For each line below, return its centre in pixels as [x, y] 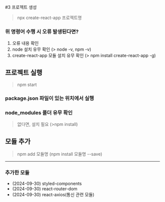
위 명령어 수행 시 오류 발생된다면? [42, 31]
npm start [27, 85]
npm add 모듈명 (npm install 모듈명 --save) [60, 154]
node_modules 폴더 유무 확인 [39, 113]
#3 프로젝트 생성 [21, 7]
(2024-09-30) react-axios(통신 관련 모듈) [53, 195]
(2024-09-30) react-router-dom [45, 189]
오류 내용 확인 [25, 43]
